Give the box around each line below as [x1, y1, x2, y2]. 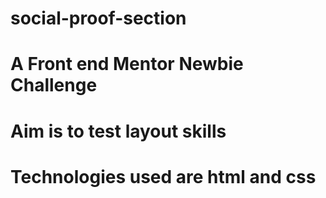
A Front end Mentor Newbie [10, 53, 244, 76]
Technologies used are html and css [10, 165, 317, 188]
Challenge [10, 74, 98, 97]
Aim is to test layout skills [10, 120, 227, 142]
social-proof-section [10, 7, 187, 30]
